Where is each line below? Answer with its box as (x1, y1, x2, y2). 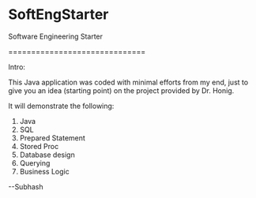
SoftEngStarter (8, 6, 109, 24)
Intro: (8, 62, 26, 72)
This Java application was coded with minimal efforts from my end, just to (8, 77, 249, 87)
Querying (19, 158, 51, 167)
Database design (19, 150, 75, 159)
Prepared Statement (19, 133, 85, 143)
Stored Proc (19, 141, 59, 151)
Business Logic (19, 166, 70, 176)
